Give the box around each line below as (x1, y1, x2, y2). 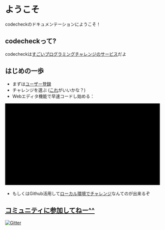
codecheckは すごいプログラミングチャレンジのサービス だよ (5, 51, 127, 57)
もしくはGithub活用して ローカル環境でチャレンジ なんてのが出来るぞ (12, 190, 151, 197)
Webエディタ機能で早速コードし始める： (12, 93, 95, 99)
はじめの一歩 (5, 67, 44, 75)
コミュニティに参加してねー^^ (5, 206, 95, 215)
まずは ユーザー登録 (12, 81, 52, 87)
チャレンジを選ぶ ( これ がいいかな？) (12, 87, 86, 93)
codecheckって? (5, 37, 56, 45)
